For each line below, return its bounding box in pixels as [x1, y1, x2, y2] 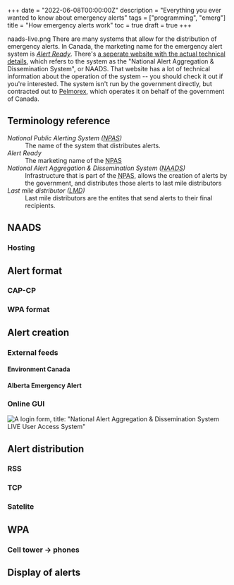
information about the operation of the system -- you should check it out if [7, 72, 223, 80]
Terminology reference [7, 115, 111, 127]
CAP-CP [7, 286, 37, 296]
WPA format [7, 305, 50, 315]
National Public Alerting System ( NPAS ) [7, 133, 122, 142]
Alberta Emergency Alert [7, 381, 82, 390]
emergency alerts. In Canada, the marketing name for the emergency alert [7, 42, 223, 50]
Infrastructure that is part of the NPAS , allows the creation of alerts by [25, 171, 228, 179]
